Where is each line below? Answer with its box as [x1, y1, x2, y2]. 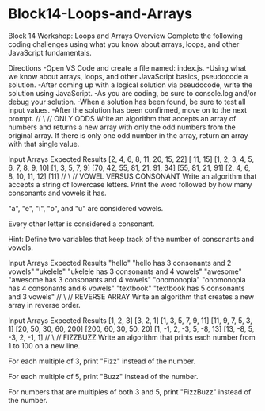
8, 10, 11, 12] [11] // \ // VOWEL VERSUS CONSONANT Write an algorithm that [8, 171, 257, 181]
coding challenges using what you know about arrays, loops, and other [8, 39, 240, 48]
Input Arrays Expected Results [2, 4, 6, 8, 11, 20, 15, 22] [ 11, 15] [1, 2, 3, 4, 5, [8, 154, 255, 163]
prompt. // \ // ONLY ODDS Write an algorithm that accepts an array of [8, 113, 237, 123]
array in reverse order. [8, 300, 81, 309]
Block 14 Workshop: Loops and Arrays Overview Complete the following [8, 31, 243, 40]
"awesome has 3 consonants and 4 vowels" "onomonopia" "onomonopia [8, 275, 247, 284]
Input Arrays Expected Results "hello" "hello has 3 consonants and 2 [8, 258, 232, 267]
